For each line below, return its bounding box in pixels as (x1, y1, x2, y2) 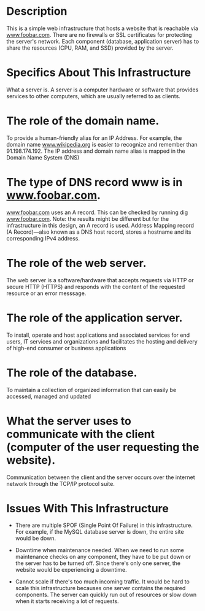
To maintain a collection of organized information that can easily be (6, 386, 177, 393)
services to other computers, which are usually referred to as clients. (6, 92, 181, 99)
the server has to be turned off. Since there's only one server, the (15, 559, 181, 567)
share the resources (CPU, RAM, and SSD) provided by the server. (6, 44, 174, 52)
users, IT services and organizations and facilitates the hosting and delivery (6, 337, 198, 345)
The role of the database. (6, 366, 137, 380)
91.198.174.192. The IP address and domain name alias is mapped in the (6, 147, 185, 155)
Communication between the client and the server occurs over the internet (6, 474, 195, 481)
